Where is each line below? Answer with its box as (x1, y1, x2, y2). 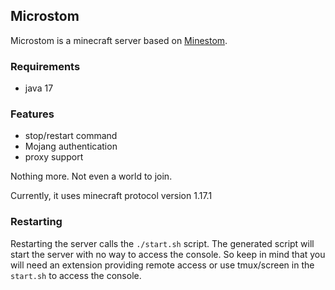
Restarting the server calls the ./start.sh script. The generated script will (10, 237, 315, 249)
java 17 (24, 82, 54, 94)
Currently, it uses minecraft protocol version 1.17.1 (10, 190, 213, 202)
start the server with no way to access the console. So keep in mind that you (10, 248, 326, 260)
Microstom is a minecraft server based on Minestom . (10, 34, 228, 46)
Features (10, 107, 55, 121)
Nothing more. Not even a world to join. (10, 170, 173, 183)
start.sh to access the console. (10, 269, 142, 281)
